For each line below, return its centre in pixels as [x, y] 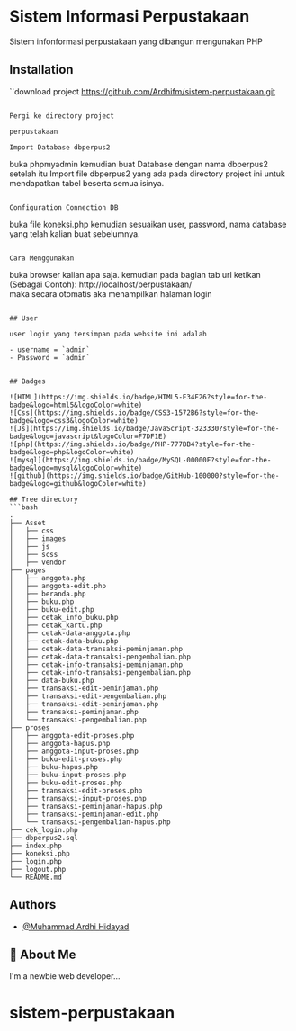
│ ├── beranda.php [48, 594]
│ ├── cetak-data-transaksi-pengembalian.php [100, 657]
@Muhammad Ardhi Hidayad [76, 926]
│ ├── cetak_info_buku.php [64, 617]
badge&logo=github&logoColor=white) [78, 483]
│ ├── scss [34, 554]
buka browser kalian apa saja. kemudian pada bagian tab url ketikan [135, 274]
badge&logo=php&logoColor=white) [72, 452]
